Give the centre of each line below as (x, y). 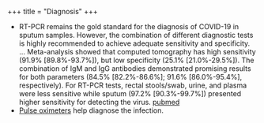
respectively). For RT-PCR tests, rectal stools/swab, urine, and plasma (133, 85)
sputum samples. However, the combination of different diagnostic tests (136, 35)
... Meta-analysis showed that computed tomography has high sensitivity (137, 52)
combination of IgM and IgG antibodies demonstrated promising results (135, 69)
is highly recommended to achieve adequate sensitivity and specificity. (134, 43)
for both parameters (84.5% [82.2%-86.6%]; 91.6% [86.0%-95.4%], (130, 77)
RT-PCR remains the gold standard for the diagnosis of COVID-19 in (129, 26)
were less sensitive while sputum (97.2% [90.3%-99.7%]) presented (130, 93)
